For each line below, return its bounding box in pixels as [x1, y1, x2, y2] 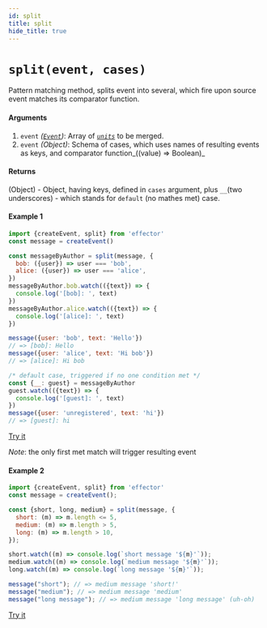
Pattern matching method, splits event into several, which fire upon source [8, 86, 256, 96]
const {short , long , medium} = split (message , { [8, 506, 176, 514]
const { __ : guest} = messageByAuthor [8, 378, 136, 387]
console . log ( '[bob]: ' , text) [15, 289, 117, 298]
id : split [8, 11, 42, 20]
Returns [8, 167, 36, 177]
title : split [8, 19, 53, 28]
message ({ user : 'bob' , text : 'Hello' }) [8, 334, 143, 343]
